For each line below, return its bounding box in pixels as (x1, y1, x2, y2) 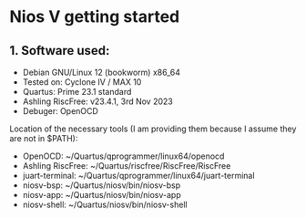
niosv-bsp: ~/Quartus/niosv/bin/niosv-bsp (22, 180, 181, 191)
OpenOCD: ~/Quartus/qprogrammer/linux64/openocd (22, 151, 225, 161)
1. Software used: (9, 43, 110, 58)
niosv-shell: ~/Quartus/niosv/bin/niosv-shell (22, 199, 189, 210)
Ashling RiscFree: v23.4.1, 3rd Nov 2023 (22, 96, 173, 107)
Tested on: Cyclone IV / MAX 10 (22, 77, 142, 88)
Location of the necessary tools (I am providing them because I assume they (9, 123, 297, 134)
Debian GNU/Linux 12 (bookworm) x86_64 (22, 67, 180, 78)
